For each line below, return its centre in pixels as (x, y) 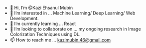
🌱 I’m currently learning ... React (43, 23)
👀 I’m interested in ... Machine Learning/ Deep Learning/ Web (73, 13)
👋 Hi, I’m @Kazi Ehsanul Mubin (41, 8)
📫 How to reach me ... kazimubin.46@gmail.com (60, 40)
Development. (24, 18)
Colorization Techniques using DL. (45, 34)
